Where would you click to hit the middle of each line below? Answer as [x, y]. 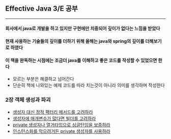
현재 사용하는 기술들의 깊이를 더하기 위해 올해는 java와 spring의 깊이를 [75, 41]
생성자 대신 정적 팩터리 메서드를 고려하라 [53, 112]
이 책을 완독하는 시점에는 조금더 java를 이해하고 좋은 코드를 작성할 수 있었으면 [81, 60]
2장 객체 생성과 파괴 [28, 100]
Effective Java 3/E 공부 [41, 9]
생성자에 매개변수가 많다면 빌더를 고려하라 [54, 118]
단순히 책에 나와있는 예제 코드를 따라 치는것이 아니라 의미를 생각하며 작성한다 [89, 85]
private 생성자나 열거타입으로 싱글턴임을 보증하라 [61, 125]
